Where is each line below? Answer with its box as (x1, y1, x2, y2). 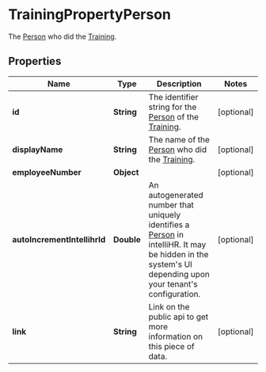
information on (148, 331, 203, 342)
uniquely (148, 209, 180, 220)
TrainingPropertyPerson (8, 6, 172, 24)
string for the (148, 101, 197, 112)
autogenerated (148, 189, 203, 200)
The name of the (148, 134, 210, 145)
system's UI (148, 259, 192, 270)
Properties (8, 55, 62, 68)
